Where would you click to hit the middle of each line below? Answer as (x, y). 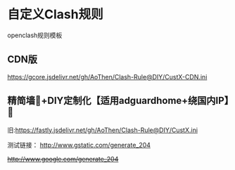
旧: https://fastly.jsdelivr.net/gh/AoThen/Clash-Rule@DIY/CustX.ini (103, 130)
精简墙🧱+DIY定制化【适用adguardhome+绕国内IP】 (118, 101)
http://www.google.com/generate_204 (63, 159)
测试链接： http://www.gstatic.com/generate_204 (79, 145)
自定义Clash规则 (55, 14)
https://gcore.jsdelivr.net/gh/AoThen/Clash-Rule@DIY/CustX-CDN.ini (107, 77)
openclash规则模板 (35, 35)
